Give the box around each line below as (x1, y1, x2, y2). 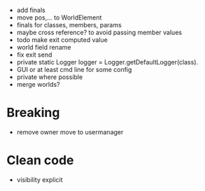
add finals (16, 6, 46, 14)
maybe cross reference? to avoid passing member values (16, 28, 183, 36)
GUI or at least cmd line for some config (16, 66, 132, 73)
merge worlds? (16, 80, 60, 88)
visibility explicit (16, 175, 64, 184)
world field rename (16, 43, 71, 51)
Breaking (6, 105, 60, 121)
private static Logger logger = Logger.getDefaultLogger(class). (16, 58, 199, 66)
